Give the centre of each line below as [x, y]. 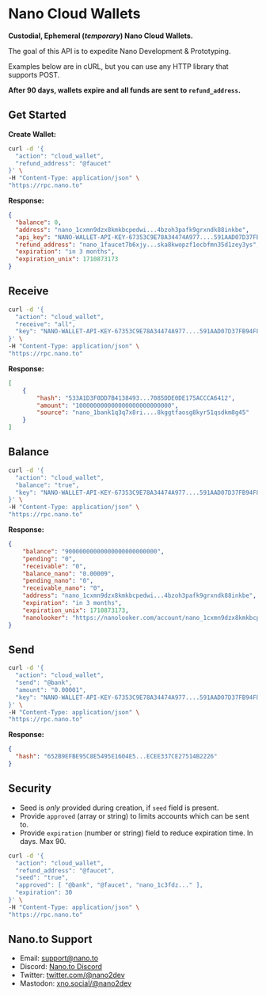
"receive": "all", [46, 324]
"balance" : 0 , [38, 222]
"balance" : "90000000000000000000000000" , [93, 551]
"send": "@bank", [44, 683]
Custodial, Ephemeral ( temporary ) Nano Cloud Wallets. [101, 36]
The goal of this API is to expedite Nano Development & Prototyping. [120, 51]
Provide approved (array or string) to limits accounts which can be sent [134, 815]
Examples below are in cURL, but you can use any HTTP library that [118, 66]
